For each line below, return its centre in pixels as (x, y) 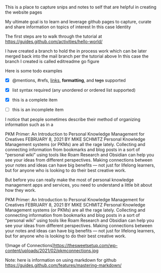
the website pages (24, 12)
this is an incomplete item (38, 110)
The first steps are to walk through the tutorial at (54, 36)
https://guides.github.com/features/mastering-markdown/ (63, 265)
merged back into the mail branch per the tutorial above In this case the (77, 56)
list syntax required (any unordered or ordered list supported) (74, 90)
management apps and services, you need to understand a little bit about (79, 185)
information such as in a (29, 125)
